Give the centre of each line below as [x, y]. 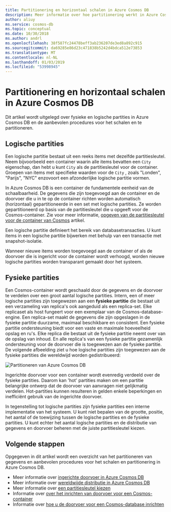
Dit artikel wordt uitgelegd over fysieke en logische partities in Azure [77, 117]
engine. [13, 317]
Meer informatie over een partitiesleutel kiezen [62, 488]
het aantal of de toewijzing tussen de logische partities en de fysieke [77, 417]
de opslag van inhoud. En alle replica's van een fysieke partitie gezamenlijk [84, 339]
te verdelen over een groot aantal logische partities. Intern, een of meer [80, 295]
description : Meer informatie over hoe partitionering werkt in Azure [82, 15]
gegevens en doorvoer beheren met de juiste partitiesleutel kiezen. [76, 428]
